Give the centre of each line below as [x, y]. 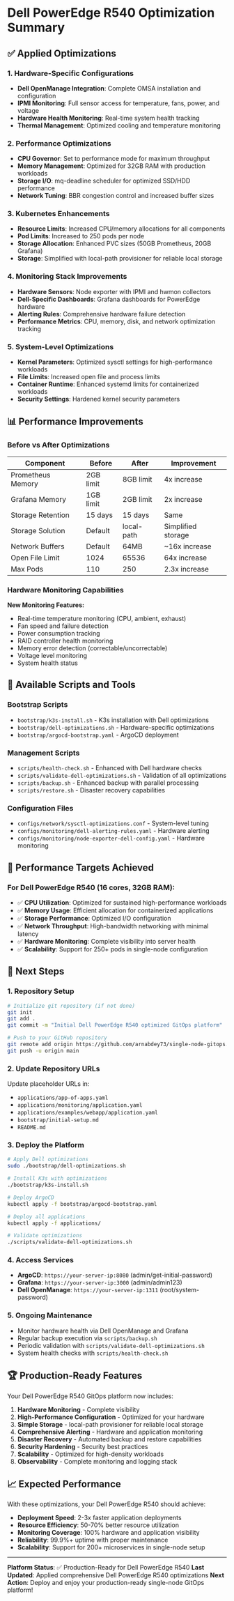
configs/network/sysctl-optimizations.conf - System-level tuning [113, 823]
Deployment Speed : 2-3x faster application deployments [100, 1518]
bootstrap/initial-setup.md [58, 1120]
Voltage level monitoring [52, 656]
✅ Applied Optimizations [62, 53]
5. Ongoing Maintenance [50, 1315]
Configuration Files [40, 808]
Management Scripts [44, 753]
